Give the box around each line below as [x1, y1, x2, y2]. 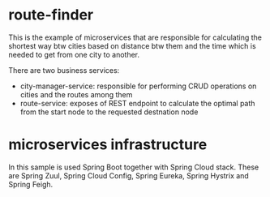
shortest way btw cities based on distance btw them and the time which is [8, 41, 257, 50]
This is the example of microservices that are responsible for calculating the [8, 32, 262, 42]
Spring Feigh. [8, 179, 54, 189]
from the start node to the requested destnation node [19, 107, 199, 117]
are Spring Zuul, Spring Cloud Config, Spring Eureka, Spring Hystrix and [8, 170, 249, 180]
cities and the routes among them [19, 89, 133, 99]
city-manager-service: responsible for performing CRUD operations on [19, 81, 257, 91]
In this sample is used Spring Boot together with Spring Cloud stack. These [8, 162, 259, 172]
